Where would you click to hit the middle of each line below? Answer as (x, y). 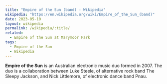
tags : (11, 42)
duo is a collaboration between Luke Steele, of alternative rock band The (80, 71)
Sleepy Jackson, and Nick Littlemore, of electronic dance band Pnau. (76, 76)
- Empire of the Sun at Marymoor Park (50, 38)
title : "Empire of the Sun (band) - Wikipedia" (56, 10)
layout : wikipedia (24, 24)
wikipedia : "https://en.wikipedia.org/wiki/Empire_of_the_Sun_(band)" (80, 14)
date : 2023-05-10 (23, 19)
